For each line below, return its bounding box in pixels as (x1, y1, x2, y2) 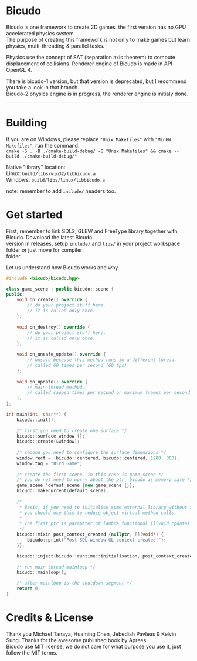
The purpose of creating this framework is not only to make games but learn (6, 36, 191, 43)
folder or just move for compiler (6, 246, 83, 253)
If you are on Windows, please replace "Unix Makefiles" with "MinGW (6, 135, 171, 142)
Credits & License (6, 611, 94, 625)
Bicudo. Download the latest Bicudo (6, 233, 93, 241)
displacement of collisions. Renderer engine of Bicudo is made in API (6, 60, 173, 67)
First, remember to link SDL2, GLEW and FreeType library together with (6, 228, 178, 235)
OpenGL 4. (6, 66, 32, 73)
